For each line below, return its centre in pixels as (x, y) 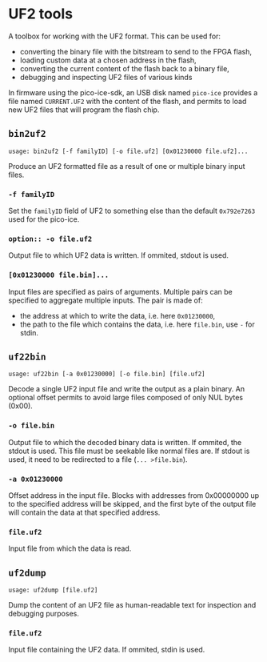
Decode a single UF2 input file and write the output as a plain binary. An (127, 389)
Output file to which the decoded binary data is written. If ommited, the (125, 442)
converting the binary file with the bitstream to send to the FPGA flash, (135, 51)
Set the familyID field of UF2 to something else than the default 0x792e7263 (132, 211)
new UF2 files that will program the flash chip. (84, 110)
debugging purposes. (44, 614)
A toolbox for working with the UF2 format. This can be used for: (115, 36)
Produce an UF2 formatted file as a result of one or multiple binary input (127, 166)
